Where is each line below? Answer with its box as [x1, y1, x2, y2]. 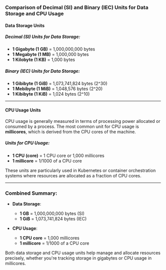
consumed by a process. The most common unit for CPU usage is [5, 123, 139, 129]
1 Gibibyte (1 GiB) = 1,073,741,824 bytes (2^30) [12, 81, 108, 87]
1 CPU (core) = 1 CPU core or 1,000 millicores [12, 153, 105, 159]
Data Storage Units [5, 22, 45, 28]
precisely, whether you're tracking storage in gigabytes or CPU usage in [5, 255, 152, 261]
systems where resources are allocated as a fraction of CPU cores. [5, 172, 142, 178]
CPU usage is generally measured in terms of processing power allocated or [5, 118, 161, 124]
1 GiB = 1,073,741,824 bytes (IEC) [19, 216, 87, 221]
